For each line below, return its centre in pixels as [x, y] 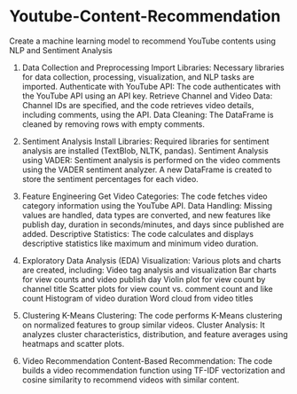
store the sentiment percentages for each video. [110, 178]
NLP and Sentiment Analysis [61, 50]
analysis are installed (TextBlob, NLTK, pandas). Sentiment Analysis [145, 150]
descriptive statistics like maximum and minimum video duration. [140, 243]
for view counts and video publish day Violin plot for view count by [144, 279]
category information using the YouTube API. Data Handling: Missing [147, 205]
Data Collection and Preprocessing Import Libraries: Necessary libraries [153, 67]
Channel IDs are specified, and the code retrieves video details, [138, 105]
